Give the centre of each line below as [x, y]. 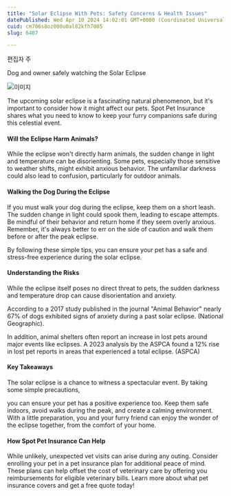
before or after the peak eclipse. [53, 236]
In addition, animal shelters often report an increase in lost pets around [107, 337]
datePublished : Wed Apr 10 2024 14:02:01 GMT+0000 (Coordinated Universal [117, 20]
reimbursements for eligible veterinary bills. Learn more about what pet [108, 478]
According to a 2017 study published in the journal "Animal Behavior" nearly [114, 309]
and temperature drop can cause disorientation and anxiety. [92, 295]
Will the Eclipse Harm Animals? [53, 138]
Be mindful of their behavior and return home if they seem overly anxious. [112, 222]
